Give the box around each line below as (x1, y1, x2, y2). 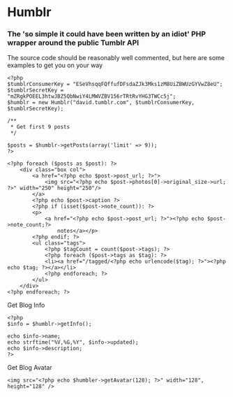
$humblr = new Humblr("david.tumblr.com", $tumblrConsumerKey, (7, 99, 195, 106)
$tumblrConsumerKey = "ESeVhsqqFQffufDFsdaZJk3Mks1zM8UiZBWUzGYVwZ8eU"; (7, 81, 223, 88)
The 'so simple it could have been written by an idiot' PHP (7, 29, 206, 39)
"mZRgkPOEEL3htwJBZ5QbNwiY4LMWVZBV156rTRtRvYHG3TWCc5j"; (7, 93, 176, 100)
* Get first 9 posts (10, 124, 70, 131)
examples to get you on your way (7, 61, 103, 70)
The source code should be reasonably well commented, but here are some (7, 54, 225, 62)
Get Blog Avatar (7, 363, 52, 372)
